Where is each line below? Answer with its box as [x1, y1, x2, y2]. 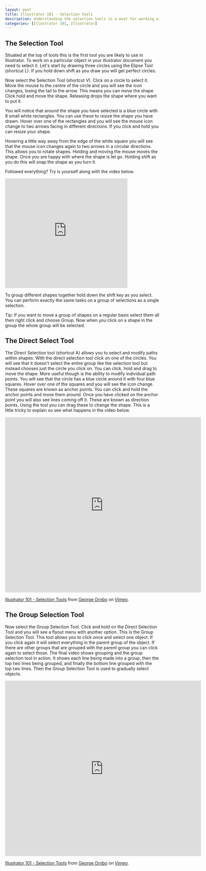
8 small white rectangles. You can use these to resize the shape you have [5, 113, 153, 119]
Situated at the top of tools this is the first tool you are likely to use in [5, 52, 143, 58]
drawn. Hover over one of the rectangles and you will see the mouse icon [5, 118, 153, 124]
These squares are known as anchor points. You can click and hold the [5, 386, 148, 392]
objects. [5, 670, 22, 676]
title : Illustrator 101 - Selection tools [5, 12, 93, 17]
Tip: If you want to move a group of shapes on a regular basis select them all [5, 312, 160, 318]
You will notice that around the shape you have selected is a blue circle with [5, 108, 158, 114]
